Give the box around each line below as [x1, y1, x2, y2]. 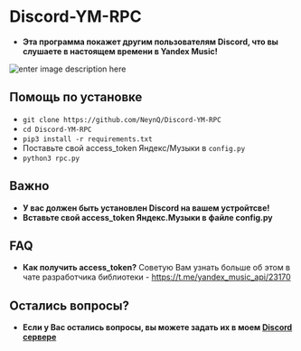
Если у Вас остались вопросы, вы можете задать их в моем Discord [22, 322, 293, 333]
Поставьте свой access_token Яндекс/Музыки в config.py [22, 142, 246, 153]
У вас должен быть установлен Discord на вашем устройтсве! [22, 202, 270, 213]
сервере [22, 332, 57, 343]
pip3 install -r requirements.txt [22, 134, 153, 144]
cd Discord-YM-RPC [22, 125, 92, 134]
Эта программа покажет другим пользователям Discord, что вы [22, 36, 278, 47]
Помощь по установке [9, 90, 143, 105]
